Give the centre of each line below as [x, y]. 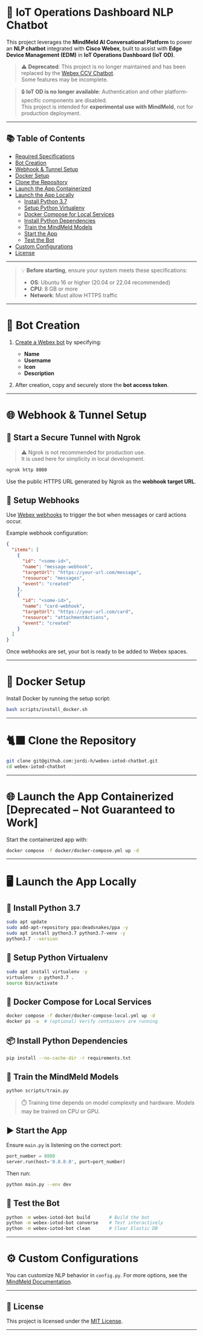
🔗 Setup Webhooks [43, 500]
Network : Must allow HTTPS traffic [74, 295]
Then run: [18, 1173]
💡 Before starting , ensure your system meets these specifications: [104, 270]
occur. [14, 521]
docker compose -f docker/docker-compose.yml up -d [72, 850]
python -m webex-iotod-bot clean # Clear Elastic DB [82, 1229]
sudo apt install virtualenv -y [47, 971]
